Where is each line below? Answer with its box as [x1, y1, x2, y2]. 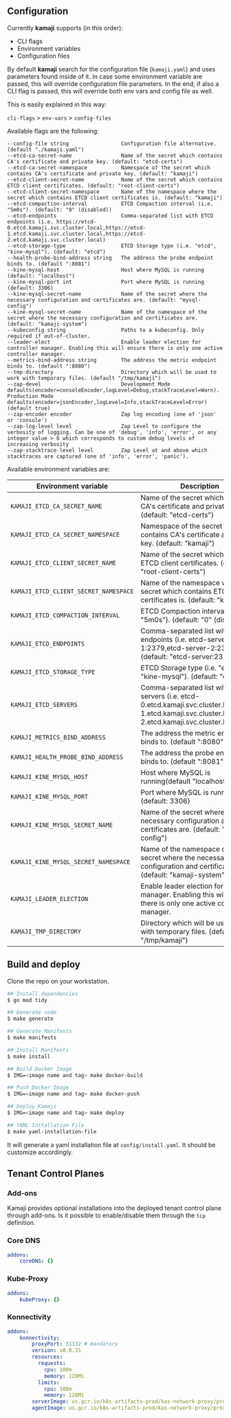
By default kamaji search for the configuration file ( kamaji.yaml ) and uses [7, 65, 216, 73]
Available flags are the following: [7, 126, 100, 135]
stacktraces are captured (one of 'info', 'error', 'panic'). [7, 453, 189, 460]
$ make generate [7, 1015, 54, 1023]
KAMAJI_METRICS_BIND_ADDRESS [10, 733, 106, 741]
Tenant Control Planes [7, 1168, 104, 1179]
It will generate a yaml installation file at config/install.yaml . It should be [7, 1140, 216, 1149]
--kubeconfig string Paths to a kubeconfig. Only [7, 326, 205, 333]
